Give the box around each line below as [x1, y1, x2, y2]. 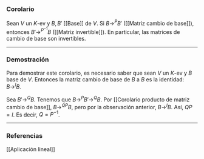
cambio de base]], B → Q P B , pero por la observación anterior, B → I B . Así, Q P [6, 103, 192, 110]
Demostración [6, 55, 49, 64]
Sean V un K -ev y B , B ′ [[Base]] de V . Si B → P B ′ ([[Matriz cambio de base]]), [6, 19, 194, 27]
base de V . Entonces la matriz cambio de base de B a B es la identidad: [6, 75, 185, 83]
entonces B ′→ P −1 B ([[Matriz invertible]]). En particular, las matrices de [6, 26, 180, 35]
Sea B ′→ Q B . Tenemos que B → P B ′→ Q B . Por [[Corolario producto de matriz [6, 95, 190, 103]
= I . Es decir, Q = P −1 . [6, 110, 60, 118]
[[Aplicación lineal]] [6, 145, 56, 153]
